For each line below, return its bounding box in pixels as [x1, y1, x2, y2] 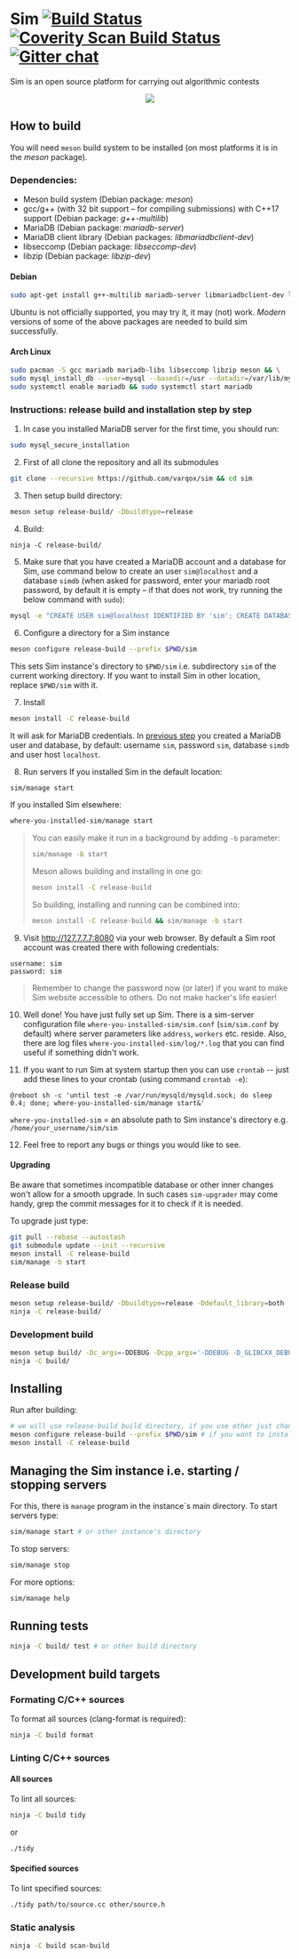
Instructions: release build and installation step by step [10, 403, 252, 415]
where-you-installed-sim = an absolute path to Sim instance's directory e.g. [10, 1114, 288, 1125]
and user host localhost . [10, 749, 101, 759]
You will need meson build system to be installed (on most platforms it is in [10, 142, 279, 153]
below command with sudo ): [22, 594, 125, 605]
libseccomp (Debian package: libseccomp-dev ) [22, 241, 197, 253]
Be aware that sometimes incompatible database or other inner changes [10, 1179, 274, 1191]
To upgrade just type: [10, 1216, 89, 1226]
